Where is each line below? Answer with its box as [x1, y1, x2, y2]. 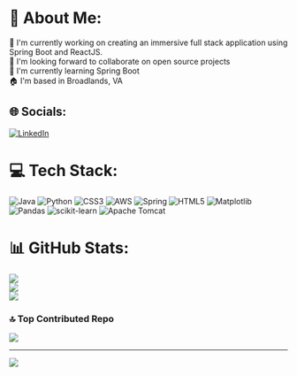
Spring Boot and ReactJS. [9, 46, 103, 57]
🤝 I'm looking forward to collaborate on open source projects [9, 56, 231, 66]
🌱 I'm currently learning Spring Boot [9, 65, 140, 76]
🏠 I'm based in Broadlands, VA [9, 75, 124, 86]
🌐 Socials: [9, 104, 67, 119]
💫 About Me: [9, 8, 103, 28]
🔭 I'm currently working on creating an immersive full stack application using [9, 37, 288, 48]
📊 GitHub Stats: [9, 238, 130, 257]
